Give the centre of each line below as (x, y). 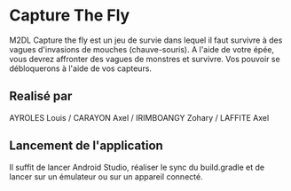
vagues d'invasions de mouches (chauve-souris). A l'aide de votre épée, (142, 49)
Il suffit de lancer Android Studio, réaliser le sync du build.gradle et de (137, 167)
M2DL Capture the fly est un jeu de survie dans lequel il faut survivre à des (146, 40)
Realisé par (41, 96)
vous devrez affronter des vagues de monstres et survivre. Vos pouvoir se (145, 59)
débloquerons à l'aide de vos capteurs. (81, 68)
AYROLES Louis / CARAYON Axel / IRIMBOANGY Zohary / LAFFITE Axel (139, 117)
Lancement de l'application (87, 146)
